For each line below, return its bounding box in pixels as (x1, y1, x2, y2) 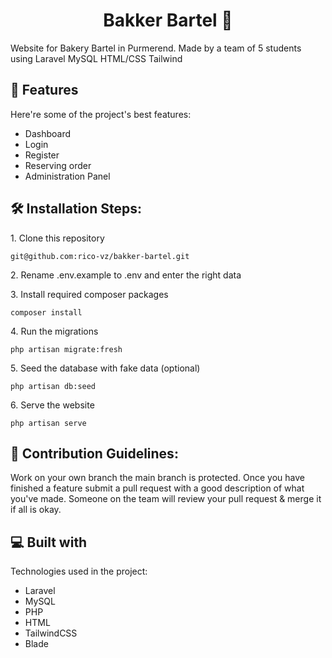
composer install (10, 307, 83, 318)
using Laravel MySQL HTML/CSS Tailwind (10, 52, 183, 64)
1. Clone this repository (10, 232, 105, 244)
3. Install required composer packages (10, 288, 169, 300)
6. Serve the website (10, 399, 95, 411)
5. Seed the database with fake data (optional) (10, 362, 201, 374)
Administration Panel (24, 170, 111, 182)
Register (24, 149, 60, 161)
